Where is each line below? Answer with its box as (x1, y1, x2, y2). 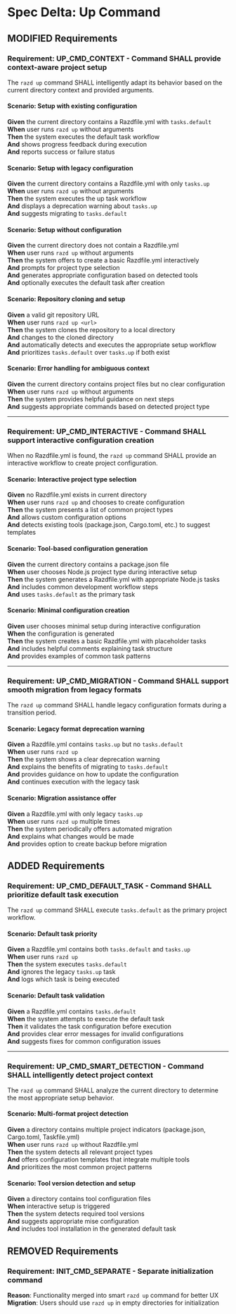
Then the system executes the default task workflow (7, 133, 160, 141)
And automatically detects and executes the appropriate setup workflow (7, 340, 216, 349)
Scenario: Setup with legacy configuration (7, 164, 133, 172)
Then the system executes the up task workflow (7, 195, 147, 203)
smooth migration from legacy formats (7, 685, 142, 695)
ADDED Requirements (7, 860, 105, 872)
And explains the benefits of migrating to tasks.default (7, 762, 169, 771)
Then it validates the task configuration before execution (7, 1022, 172, 1030)
